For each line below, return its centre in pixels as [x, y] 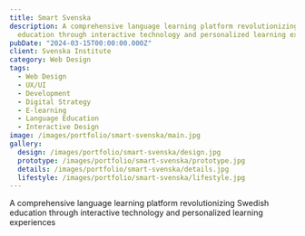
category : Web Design [50, 60]
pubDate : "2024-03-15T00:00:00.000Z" [81, 43]
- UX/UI [32, 85]
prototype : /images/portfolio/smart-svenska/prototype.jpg [132, 160]
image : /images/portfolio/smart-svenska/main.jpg [105, 136]
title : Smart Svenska [50, 18]
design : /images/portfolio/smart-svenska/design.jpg [119, 152]
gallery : [26, 144]
